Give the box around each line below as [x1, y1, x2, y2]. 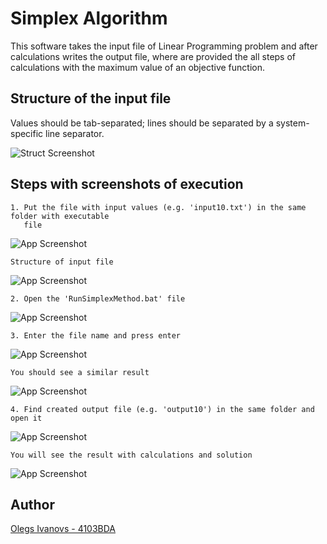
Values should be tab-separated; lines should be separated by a [10, 117, 274, 129]
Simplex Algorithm [10, 7, 168, 30]
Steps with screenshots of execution [10, 176, 244, 193]
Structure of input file [10, 257, 114, 267]
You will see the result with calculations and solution [10, 450, 253, 460]
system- [275, 117, 310, 129]
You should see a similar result [10, 367, 150, 377]
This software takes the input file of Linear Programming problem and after [10, 40, 318, 52]
